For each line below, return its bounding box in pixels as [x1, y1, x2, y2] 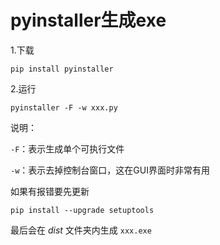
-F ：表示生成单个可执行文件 [10, 142, 125, 155]
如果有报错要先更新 [10, 185, 90, 197]
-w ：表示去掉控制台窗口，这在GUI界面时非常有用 [10, 164, 210, 176]
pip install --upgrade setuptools [10, 205, 155, 215]
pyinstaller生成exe [10, 9, 167, 32]
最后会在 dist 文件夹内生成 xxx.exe [10, 224, 152, 236]
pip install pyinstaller [10, 64, 114, 74]
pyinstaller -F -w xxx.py [10, 102, 118, 113]
